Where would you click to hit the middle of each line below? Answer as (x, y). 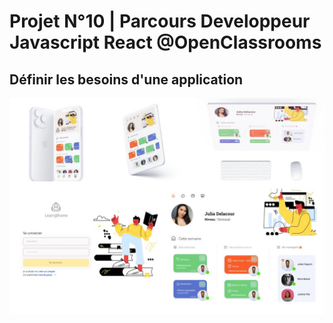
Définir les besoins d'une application (126, 79)
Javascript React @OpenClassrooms (165, 42)
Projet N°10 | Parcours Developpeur (160, 21)
